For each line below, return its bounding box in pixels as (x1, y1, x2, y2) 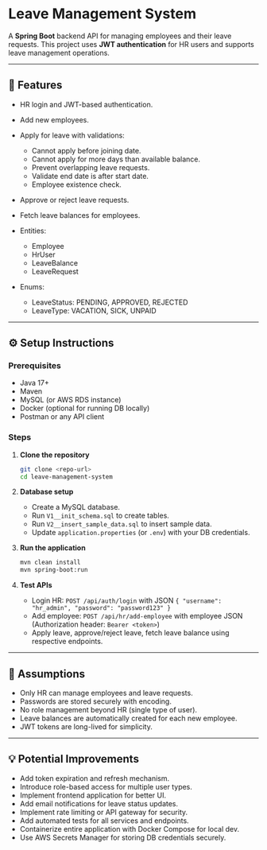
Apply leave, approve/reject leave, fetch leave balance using (31, 628, 230, 638)
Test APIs (19, 580, 52, 590)
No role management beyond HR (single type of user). (19, 705, 197, 715)
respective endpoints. (31, 637, 103, 646)
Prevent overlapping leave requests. (31, 162, 150, 172)
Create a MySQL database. (31, 503, 121, 512)
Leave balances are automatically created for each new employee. (19, 713, 238, 724)
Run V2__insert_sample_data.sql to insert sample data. (31, 519, 212, 529)
